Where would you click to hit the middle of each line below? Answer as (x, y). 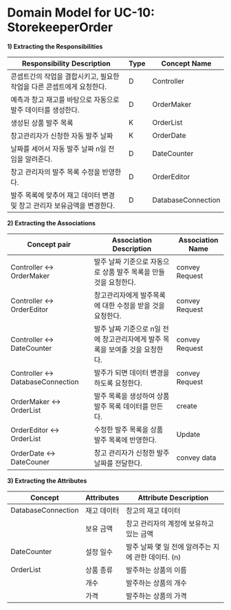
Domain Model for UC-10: (81, 13)
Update (188, 434)
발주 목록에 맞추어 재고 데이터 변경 (63, 195)
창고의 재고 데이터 (153, 510)
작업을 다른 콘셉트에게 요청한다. (59, 86)
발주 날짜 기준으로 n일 (128, 329)
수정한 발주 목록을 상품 (129, 429)
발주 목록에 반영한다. (125, 440)
